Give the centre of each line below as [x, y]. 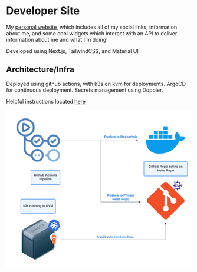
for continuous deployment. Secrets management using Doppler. [85, 90]
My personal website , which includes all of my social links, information [92, 27]
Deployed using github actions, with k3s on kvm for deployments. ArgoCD [96, 84]
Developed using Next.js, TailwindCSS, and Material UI [72, 51]
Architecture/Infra [40, 70]
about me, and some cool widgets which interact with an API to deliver [92, 33]
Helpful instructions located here [46, 101]
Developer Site [43, 11]
